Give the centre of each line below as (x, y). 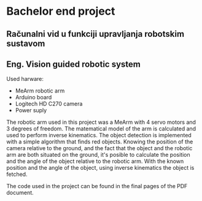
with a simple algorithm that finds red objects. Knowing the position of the (100, 142)
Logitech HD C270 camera (49, 104)
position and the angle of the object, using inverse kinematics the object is (100, 168)
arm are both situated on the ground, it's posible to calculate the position (98, 155)
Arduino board (33, 97)
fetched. (17, 174)
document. (20, 193)
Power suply (31, 110)
